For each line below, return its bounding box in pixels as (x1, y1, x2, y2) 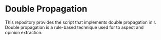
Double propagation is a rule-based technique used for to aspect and (5, 24, 144, 30)
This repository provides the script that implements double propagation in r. (5, 19, 157, 25)
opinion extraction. (5, 29, 43, 35)
